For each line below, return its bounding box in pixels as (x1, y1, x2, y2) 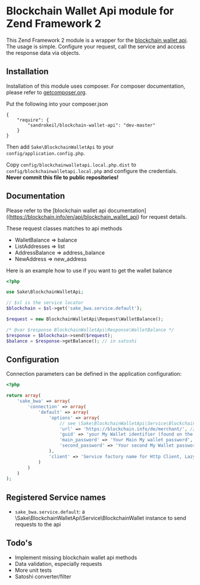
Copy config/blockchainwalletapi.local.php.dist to (6, 161, 137, 168)
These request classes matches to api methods (6, 225, 123, 232)
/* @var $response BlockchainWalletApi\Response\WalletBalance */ (6, 327, 174, 333)
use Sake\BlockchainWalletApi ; (6, 289, 84, 295)
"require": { (17, 117, 49, 123)
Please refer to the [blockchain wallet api (6, 207, 107, 214)
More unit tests (14, 567, 52, 574)
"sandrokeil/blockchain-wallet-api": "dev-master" (27, 122, 156, 128)
